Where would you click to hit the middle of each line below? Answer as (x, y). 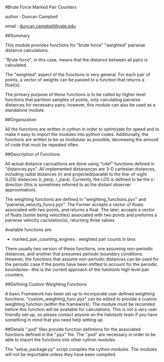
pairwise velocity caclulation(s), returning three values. (60, 220)
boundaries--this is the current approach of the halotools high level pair (77, 270)
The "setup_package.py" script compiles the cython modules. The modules (81, 349)
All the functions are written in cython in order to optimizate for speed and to (82, 129)
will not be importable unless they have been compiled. (61, 354)
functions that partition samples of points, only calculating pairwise (73, 100)
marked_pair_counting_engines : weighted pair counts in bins (74, 239)
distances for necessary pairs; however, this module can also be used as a (80, 105)
